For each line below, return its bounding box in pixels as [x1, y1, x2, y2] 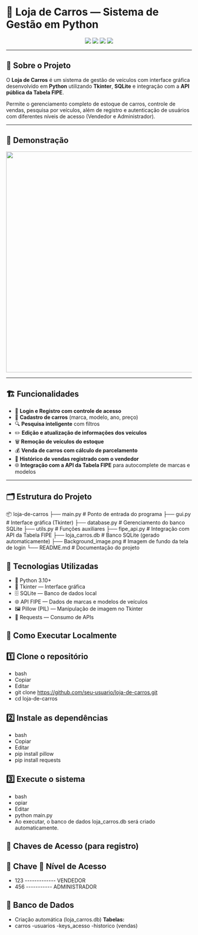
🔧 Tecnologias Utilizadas [6, 561, 98, 571]
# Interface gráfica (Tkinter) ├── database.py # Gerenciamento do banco [6, 519, 186, 526]
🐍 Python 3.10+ [14, 577, 52, 584]
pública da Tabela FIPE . [6, 88, 64, 96]
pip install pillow [14, 751, 54, 758]
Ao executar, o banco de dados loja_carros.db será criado [14, 818, 156, 825]
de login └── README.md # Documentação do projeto [6, 544, 140, 551]
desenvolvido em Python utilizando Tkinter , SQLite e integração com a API [6, 82, 190, 90]
